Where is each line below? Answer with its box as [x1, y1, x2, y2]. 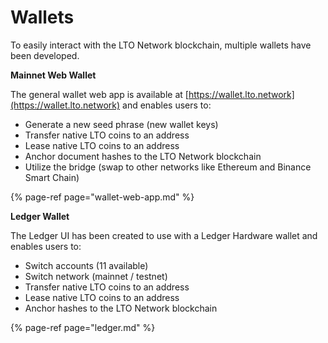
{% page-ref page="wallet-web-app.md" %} [10, 191, 195, 203]
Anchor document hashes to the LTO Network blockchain [24, 150, 262, 162]
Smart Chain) [24, 171, 80, 183]
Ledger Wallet [10, 210, 70, 222]
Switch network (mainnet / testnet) [24, 270, 168, 282]
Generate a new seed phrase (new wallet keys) [24, 118, 219, 130]
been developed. [10, 49, 80, 61]
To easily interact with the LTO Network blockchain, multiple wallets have [10, 39, 312, 51]
